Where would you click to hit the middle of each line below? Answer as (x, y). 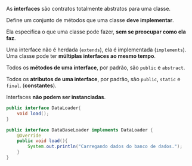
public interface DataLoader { (44, 108)
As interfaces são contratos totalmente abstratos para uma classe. (89, 9)
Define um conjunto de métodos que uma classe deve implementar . (90, 20)
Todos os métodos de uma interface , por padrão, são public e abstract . (96, 67)
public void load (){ (42, 141)
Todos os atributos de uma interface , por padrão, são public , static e (93, 79)
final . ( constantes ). (31, 85)
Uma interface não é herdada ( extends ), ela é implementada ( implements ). (96, 50)
